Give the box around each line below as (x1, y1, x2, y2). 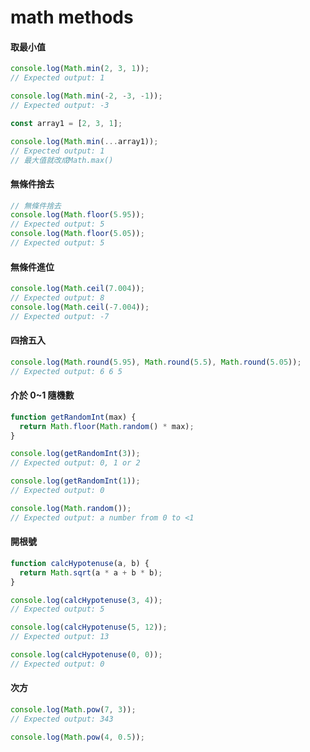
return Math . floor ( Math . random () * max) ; (19, 421, 195, 431)
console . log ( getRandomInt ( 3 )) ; (10, 449, 141, 459)
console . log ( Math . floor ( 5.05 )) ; (10, 229, 145, 239)
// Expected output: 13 (10, 632, 110, 642)
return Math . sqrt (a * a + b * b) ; (19, 567, 163, 578)
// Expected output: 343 (10, 714, 114, 724)
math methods (10, 6, 134, 29)
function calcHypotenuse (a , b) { (10, 558, 150, 568)
